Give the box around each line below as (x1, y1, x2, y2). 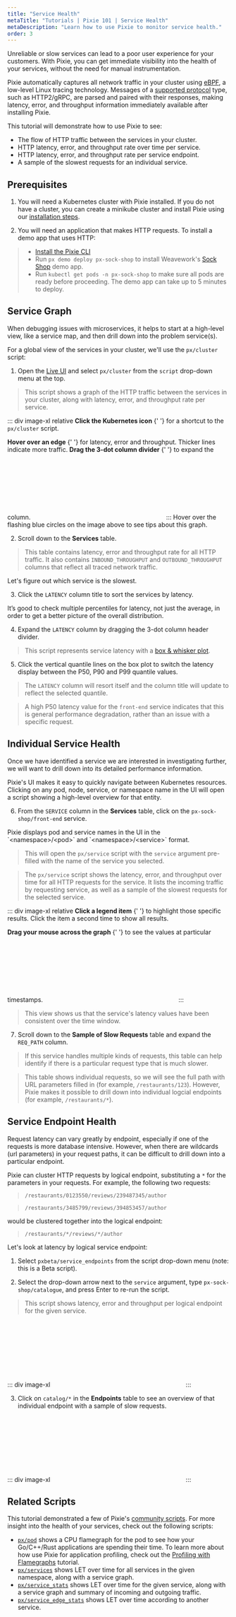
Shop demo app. (35, 262, 84, 271)
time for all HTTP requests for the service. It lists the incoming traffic (24, 877, 224, 886)
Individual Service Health (7, 738, 121, 750)
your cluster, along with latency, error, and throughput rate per (24, 395, 206, 404)
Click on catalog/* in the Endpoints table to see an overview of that (17, 1394, 215, 1402)
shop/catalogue (17, 1286, 63, 1294)
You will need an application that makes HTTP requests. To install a (17, 226, 213, 235)
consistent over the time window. (24, 1016, 121, 1025)
